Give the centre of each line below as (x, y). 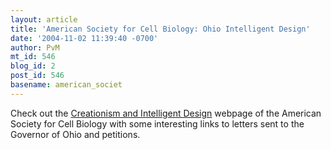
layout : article (44, 19)
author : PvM (35, 47)
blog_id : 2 (33, 66)
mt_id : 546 (33, 57)
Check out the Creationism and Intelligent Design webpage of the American (166, 113)
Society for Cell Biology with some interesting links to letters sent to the (157, 123)
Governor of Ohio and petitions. (75, 134)
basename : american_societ (66, 85)
